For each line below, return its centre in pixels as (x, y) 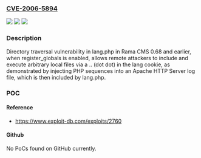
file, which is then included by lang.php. (56, 77)
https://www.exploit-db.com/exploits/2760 (68, 121)
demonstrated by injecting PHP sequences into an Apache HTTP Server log (101, 70)
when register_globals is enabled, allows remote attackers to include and (97, 58)
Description (24, 38)
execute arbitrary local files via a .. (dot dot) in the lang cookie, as (88, 64)
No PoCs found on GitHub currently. (51, 148)
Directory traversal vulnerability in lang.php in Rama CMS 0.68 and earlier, (99, 51)
